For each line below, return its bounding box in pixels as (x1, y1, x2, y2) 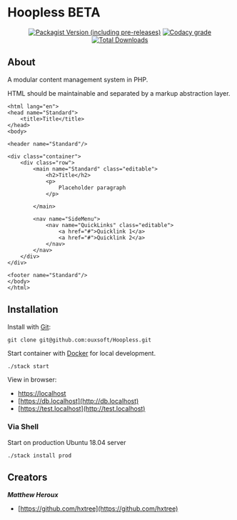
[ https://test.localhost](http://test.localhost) (17, 404, 146, 413)
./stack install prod (7, 451, 72, 459)
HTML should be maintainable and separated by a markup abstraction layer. (7, 89, 231, 97)
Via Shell (7, 422, 39, 432)
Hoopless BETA (7, 4, 101, 21)
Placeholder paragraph (58, 184, 126, 191)
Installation (7, 304, 59, 316)
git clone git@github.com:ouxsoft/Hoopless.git (7, 336, 152, 344)
